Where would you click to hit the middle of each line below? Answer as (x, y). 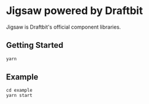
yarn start (19, 96)
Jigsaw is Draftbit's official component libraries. (63, 27)
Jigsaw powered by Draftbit (74, 11)
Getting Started (35, 45)
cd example (19, 91)
